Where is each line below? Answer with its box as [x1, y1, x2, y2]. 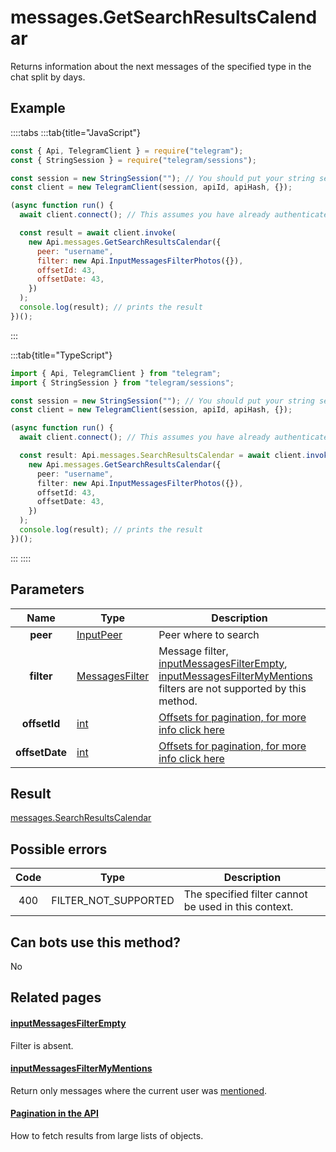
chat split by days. [10, 71, 86, 83]
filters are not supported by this [158, 681, 307, 695]
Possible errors [10, 841, 108, 858]
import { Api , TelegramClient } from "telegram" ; [10, 368, 222, 378]
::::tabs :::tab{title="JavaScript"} [10, 126, 142, 138]
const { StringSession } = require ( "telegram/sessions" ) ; [10, 155, 257, 165]
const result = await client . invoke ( [19, 228, 177, 238]
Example [10, 100, 66, 117]
